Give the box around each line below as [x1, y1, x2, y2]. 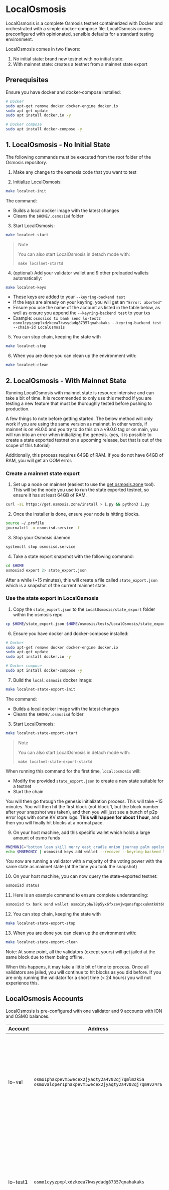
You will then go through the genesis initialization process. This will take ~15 [6, 798, 162, 804]
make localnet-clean [6, 363, 49, 368]
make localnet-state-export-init [6, 686, 76, 692]
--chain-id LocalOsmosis [13, 325, 65, 330]
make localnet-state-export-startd [18, 759, 93, 764]
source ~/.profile [6, 521, 44, 526]
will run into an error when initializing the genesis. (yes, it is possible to [6, 432, 152, 438]
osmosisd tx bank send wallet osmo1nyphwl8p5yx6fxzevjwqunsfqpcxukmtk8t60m [6, 902, 167, 907]
